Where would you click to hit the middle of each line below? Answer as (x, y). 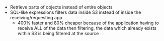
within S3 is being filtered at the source (58, 33)
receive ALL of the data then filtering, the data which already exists (87, 28)
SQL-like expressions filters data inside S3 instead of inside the (75, 12)
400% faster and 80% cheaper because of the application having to (88, 23)
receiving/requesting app (36, 18)
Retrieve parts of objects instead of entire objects (61, 7)
